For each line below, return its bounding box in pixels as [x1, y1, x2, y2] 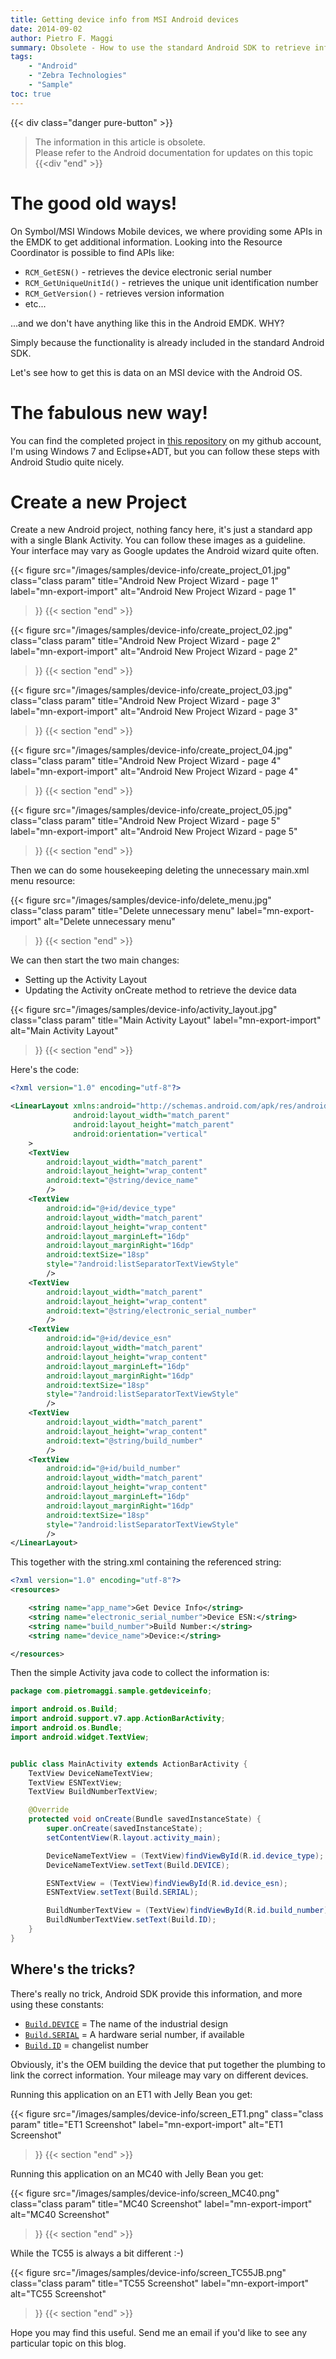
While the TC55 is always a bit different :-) [10, 2247, 184, 2259]
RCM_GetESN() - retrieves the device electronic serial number [24, 266, 273, 278]
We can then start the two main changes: [10, 954, 180, 966]
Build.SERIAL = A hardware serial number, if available [24, 2028, 245, 2040]
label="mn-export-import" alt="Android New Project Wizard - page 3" [10, 706, 298, 718]
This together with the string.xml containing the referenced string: [10, 1556, 282, 1568]
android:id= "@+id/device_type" [46, 1203, 177, 1213]
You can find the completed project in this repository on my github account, [10, 434, 322, 446]
